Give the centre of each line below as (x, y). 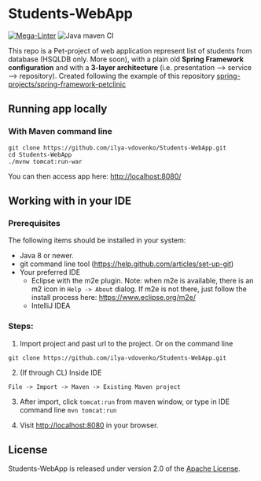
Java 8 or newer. (47, 256)
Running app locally (58, 109)
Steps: (21, 326)
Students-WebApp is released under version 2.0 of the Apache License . (125, 468)
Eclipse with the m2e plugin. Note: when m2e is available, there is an (142, 281)
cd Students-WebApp (40, 154)
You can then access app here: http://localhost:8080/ (95, 176)
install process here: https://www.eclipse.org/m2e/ (114, 298)
